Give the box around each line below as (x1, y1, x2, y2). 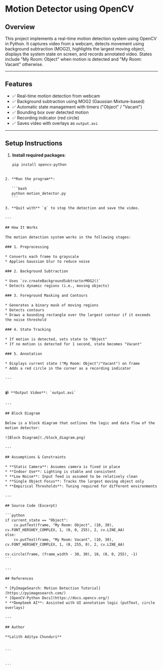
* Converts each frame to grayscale (5, 254, 79, 259)
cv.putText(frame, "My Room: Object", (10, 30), (14, 522, 114, 528)
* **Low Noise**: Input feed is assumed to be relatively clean (5, 474, 138, 479)
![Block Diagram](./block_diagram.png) (5, 435, 86, 440)
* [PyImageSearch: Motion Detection (5, 585, 79, 591)
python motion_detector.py (11, 191, 66, 196)
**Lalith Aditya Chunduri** (5, 634, 62, 639)
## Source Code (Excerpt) (5, 503, 57, 508)
